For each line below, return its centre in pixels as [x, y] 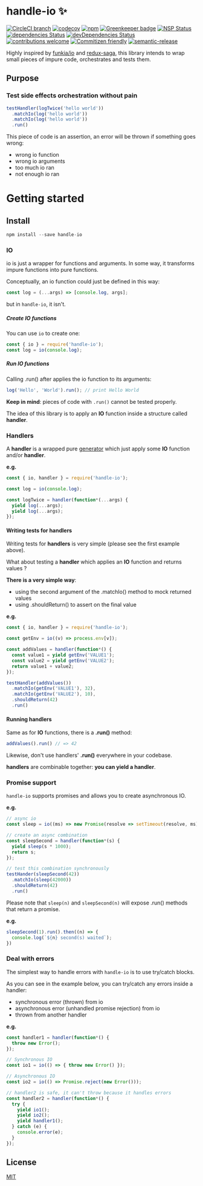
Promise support [31, 782]
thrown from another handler [51, 1015]
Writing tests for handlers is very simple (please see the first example [93, 544]
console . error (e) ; [40, 1132]
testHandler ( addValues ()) [39, 683]
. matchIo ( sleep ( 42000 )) [41, 880]
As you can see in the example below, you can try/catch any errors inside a [100, 983]
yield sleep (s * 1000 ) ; [41, 846]
